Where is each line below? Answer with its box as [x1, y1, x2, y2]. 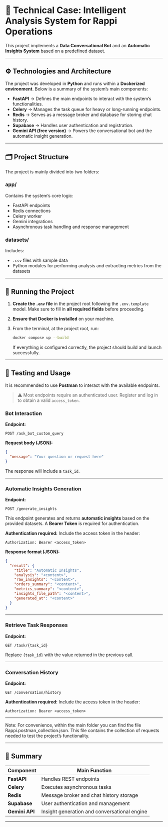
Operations [5, 26, 53, 37]
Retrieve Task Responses [5, 622, 68, 629]
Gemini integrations [12, 218, 53, 224]
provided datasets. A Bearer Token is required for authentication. [5, 520, 139, 527]
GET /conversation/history [5, 690, 61, 695]
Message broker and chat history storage [41, 791, 138, 798]
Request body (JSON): [5, 440, 53, 446]
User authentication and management [41, 800, 130, 807]
